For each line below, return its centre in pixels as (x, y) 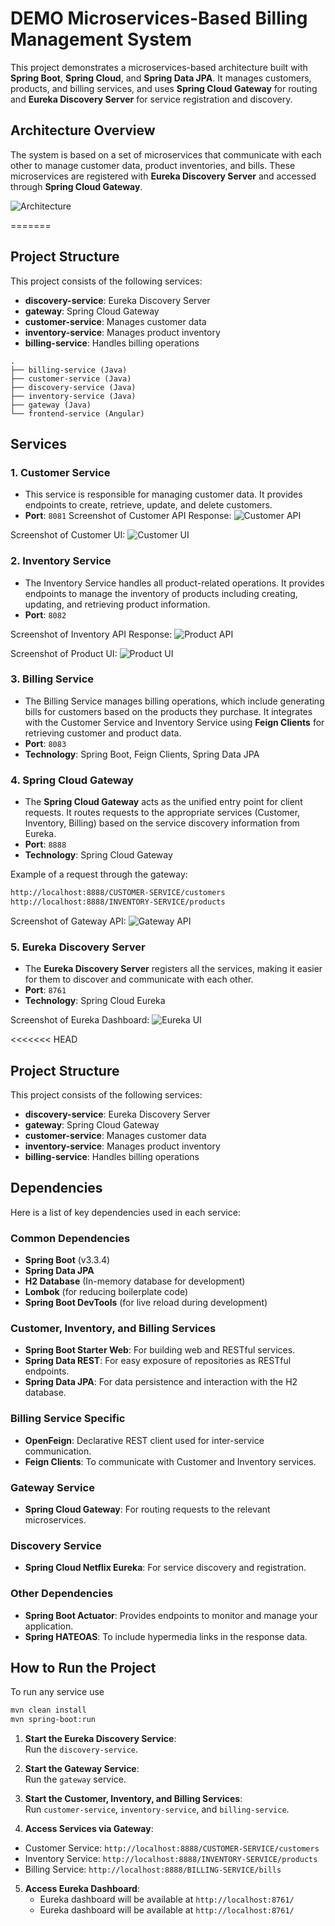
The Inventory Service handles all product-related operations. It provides (174, 583)
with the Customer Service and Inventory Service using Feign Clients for (174, 722)
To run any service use (57, 1692)
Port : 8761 (45, 990)
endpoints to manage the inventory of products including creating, (161, 593)
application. (49, 1626)
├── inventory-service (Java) (73, 396)
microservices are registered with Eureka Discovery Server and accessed (163, 176)
